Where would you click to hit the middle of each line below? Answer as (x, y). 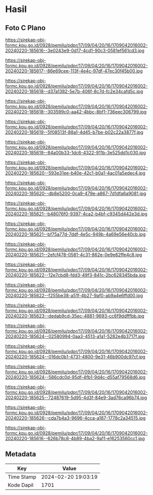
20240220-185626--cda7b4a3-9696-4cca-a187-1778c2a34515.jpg (75, 418)
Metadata (21, 454)
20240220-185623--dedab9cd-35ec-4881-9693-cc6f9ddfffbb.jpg (75, 316)
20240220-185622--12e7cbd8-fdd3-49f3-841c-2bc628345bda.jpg (75, 275)
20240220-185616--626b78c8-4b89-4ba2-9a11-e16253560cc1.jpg (75, 438)
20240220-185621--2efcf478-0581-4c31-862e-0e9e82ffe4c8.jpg (74, 255)
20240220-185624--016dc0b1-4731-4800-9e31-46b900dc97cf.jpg (75, 357)
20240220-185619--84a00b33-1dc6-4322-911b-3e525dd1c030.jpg (75, 153)
